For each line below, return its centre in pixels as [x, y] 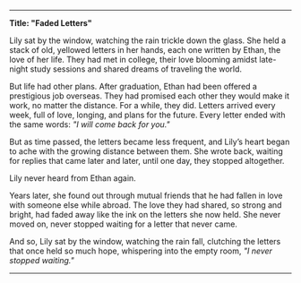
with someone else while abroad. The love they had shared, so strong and [146, 205]
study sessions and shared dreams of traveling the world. [136, 69]
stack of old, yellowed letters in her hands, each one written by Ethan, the [145, 50]
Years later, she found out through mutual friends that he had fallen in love [146, 195]
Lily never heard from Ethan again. [73, 178]
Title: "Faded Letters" [51, 23]
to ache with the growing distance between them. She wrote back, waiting [146, 151]
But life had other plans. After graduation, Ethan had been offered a [133, 86]
